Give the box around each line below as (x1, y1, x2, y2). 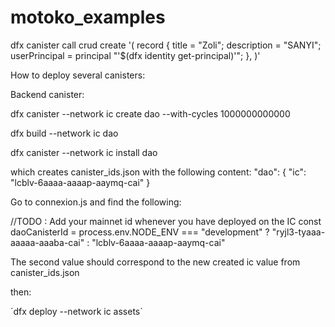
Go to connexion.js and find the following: (10, 196, 182, 208)
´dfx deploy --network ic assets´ (10, 305, 143, 317)
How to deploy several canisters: (10, 69, 146, 81)
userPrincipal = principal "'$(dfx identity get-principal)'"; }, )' (10, 49, 261, 61)
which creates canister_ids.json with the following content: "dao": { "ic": (10, 166, 307, 178)
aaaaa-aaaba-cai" (10, 236, 85, 248)
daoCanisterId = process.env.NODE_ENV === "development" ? (10, 226, 270, 238)
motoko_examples (10, 6, 166, 29)
